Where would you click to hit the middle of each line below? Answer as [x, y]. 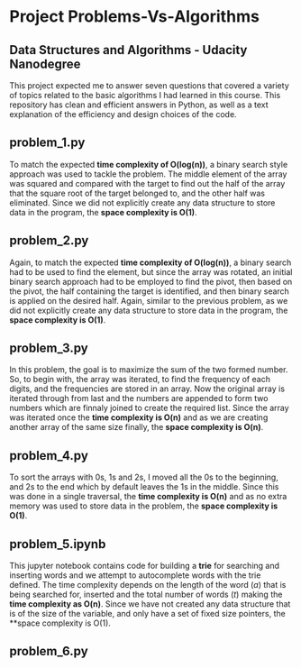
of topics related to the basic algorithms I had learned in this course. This [145, 95]
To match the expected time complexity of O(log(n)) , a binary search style [149, 164]
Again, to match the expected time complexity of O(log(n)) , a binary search [150, 262]
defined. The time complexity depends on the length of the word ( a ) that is [148, 585]
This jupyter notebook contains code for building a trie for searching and [145, 566]
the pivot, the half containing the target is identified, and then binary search [150, 291]
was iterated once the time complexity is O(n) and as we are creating [139, 417]
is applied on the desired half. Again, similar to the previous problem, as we [149, 300]
